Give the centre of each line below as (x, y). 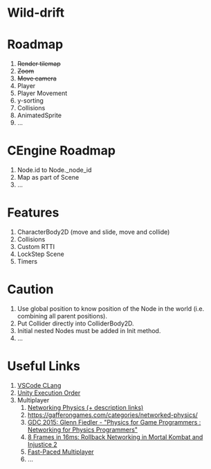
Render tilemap (39, 64)
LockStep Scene (40, 254)
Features (33, 213)
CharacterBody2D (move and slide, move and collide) (93, 232)
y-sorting (30, 101)
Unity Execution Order (49, 393)
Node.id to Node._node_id (54, 170)
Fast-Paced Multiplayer (61, 452)
